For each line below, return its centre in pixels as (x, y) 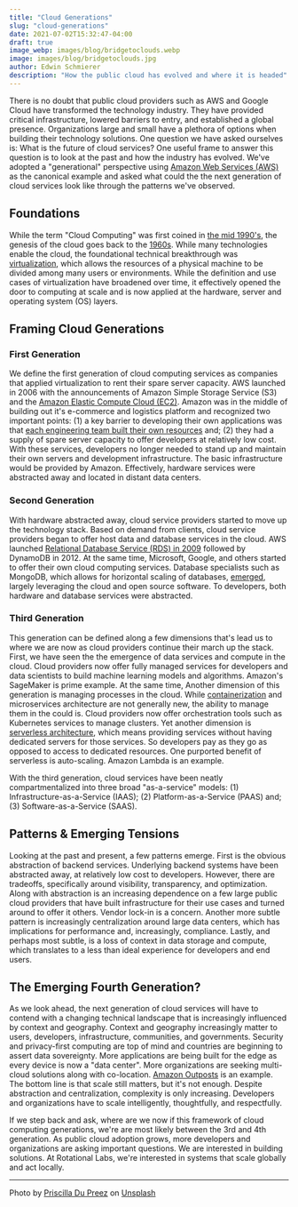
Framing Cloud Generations (87, 328)
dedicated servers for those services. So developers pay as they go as (138, 741)
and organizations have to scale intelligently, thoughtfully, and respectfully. (145, 1103)
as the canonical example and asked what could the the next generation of (145, 176)
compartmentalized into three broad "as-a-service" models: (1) (124, 787)
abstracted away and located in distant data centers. (105, 477)
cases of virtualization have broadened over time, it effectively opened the (145, 282)
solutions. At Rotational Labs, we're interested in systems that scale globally (148, 1158)
